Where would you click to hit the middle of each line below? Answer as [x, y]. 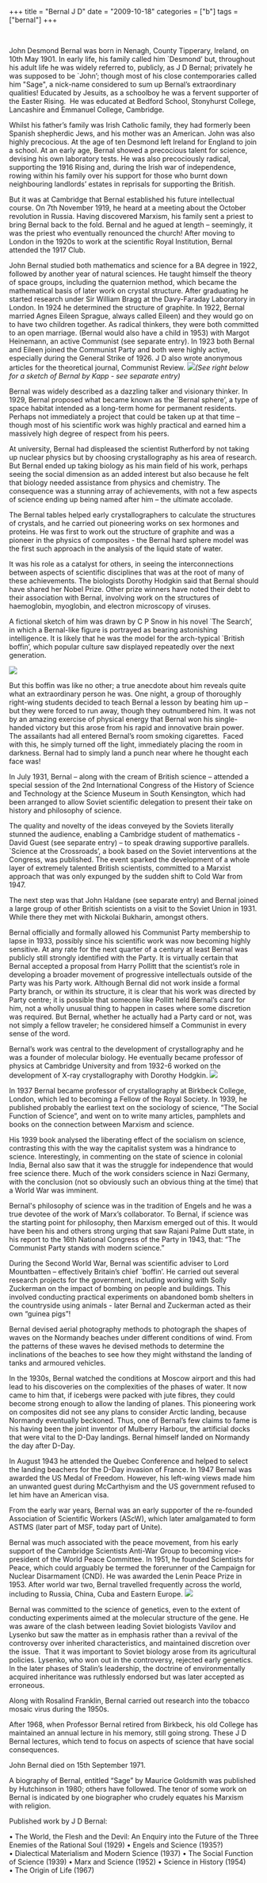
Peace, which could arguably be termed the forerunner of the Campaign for [132, 1568]
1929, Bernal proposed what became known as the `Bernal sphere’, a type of [133, 400]
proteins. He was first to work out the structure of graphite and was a [122, 532]
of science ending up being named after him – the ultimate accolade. [121, 500]
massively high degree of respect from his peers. [89, 433]
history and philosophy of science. [65, 810]
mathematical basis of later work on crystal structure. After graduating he [129, 290]
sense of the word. [40, 1034]
